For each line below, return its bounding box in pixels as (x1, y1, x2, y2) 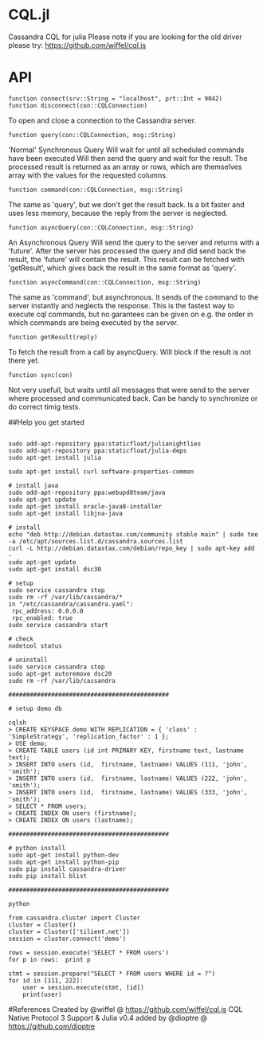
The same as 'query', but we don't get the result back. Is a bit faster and (8, 199, 245, 209)
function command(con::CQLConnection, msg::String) (8, 186, 183, 194)
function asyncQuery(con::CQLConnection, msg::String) (8, 223, 194, 232)
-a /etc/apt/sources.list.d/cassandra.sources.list (8, 537, 183, 545)
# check (8, 635, 34, 643)
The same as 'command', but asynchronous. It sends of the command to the (8, 292, 259, 302)
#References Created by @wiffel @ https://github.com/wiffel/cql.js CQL (8, 1004, 243, 1014)
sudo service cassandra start (8, 621, 109, 629)
